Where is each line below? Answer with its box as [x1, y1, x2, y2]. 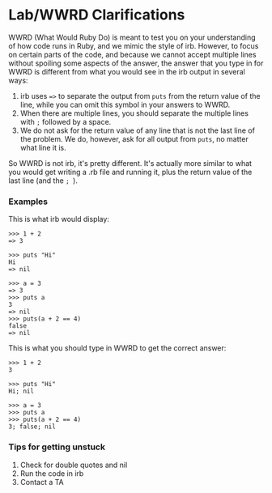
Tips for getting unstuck [8, 441, 105, 453]
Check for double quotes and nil [19, 460, 128, 470]
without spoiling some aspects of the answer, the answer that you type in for [8, 58, 264, 68]
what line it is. [19, 142, 66, 152]
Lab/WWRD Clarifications [8, 6, 185, 24]
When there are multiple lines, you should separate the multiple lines [19, 108, 249, 118]
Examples [8, 196, 49, 207]
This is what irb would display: [8, 215, 109, 224]
